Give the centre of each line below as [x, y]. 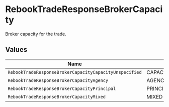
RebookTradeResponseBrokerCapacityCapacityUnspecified [75, 72]
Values [16, 49]
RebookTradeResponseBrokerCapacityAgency [58, 80]
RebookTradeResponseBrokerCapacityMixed [57, 97]
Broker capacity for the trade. [36, 34]
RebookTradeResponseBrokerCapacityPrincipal [62, 88]
